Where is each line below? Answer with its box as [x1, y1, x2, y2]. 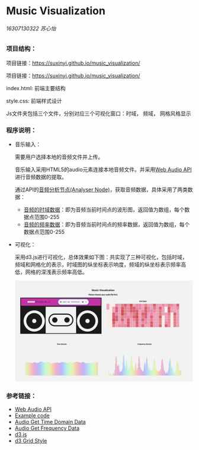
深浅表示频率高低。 [40, 268, 88, 275]
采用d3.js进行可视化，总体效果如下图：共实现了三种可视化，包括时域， [14, 253, 188, 261]
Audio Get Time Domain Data [14, 419, 86, 426]
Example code [14, 412, 50, 419]
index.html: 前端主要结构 [6, 84, 66, 91]
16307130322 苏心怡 [6, 25, 56, 32]
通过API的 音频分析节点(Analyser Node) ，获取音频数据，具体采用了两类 [14, 186, 188, 194]
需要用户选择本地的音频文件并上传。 [14, 153, 104, 161]
